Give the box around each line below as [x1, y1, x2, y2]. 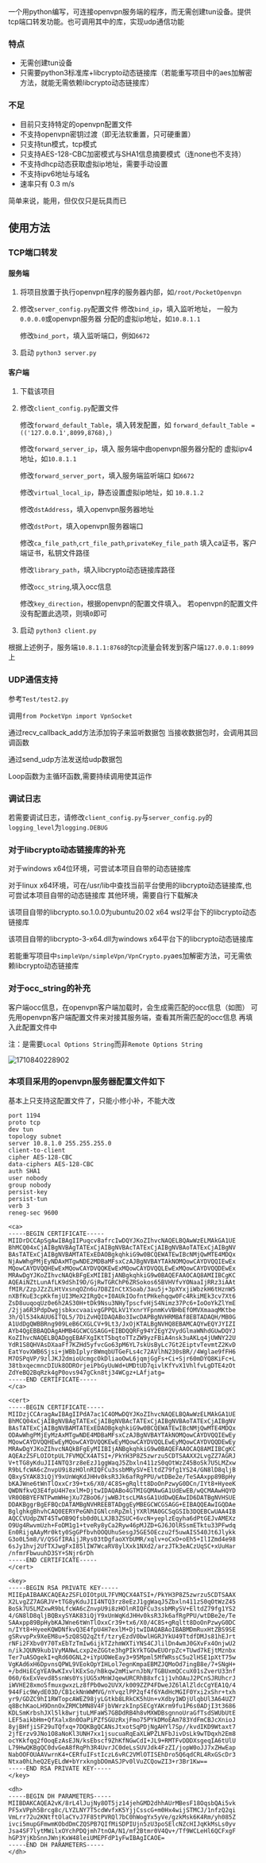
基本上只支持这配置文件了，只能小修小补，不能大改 [8, 1095, 175, 1105]
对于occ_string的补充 [8, 983, 91, 994]
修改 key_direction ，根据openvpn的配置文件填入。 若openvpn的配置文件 [19, 599, 258, 609]
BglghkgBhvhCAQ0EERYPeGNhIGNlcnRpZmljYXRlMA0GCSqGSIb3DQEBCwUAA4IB [8, 1507, 237, 1515]
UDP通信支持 [8, 674, 58, 685]
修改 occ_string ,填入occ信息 [19, 582, 112, 591]
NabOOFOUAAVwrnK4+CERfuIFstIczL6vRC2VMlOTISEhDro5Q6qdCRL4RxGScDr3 [8, 1750, 237, 1758]
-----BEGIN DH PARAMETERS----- [8, 1792, 112, 1800]
